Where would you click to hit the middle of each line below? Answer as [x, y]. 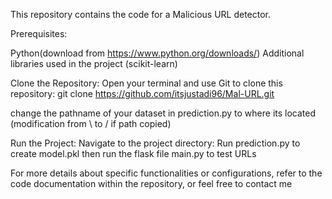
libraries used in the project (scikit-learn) [94, 63]
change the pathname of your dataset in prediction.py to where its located [163, 113]
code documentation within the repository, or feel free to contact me [151, 183]
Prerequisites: [39, 33]
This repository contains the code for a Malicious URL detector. [141, 14]
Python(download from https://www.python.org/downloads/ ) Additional [157, 53]
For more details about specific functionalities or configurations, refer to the [166, 173]
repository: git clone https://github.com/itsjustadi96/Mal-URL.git [142, 93]
